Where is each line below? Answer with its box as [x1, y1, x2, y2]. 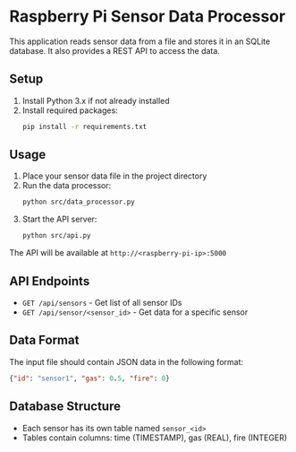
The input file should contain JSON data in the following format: [9, 356, 244, 367]
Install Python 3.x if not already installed [21, 95, 170, 106]
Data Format [9, 333, 80, 348]
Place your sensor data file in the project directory [21, 170, 207, 181]
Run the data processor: [21, 180, 112, 191]
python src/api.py [21, 231, 91, 240]
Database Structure [9, 399, 121, 414]
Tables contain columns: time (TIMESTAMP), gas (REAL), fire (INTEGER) [21, 432, 288, 443]
